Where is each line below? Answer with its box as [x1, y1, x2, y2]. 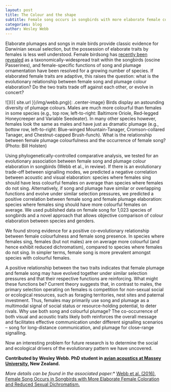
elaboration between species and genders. [5, 218, 95, 224]
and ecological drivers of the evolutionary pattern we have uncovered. [5, 345, 153, 352]
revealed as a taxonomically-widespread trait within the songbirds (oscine [5, 57, 160, 63]
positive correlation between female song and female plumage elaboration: [5, 196, 163, 202]
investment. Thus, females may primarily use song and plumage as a [5, 297, 149, 304]
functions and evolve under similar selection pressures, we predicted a [5, 191, 154, 197]
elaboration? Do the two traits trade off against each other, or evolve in [5, 84, 154, 90]
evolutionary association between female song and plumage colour [5, 158, 147, 164]
